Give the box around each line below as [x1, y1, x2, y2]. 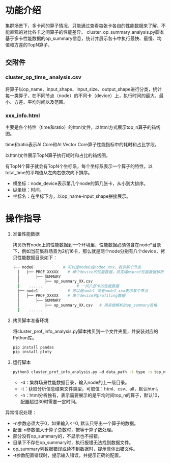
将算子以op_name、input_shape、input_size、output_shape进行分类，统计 [5, 86, 162, 92]
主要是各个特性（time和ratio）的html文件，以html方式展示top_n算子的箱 [5, 124, 156, 130]
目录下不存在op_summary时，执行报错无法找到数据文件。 [12, 439, 134, 446]
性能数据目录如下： [17, 254, 58, 261]
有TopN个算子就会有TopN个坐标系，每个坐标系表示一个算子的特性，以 [5, 163, 153, 169]
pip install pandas [12, 344, 54, 350]
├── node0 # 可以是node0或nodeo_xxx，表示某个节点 [12, 264, 141, 270]
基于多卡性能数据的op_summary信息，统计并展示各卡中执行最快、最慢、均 [5, 35, 162, 41]
